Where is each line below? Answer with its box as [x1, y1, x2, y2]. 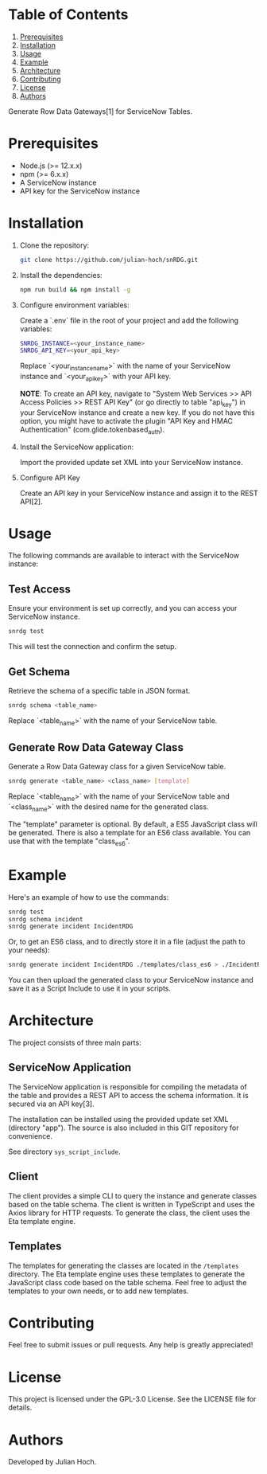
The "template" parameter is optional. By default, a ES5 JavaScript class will [8, 819, 258, 829]
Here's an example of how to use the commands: [8, 892, 169, 901]
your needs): [8, 945, 50, 955]
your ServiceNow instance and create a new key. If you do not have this [19, 408, 256, 417]
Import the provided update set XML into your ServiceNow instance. [19, 457, 244, 467]
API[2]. [19, 496, 43, 506]
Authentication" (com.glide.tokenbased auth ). [19, 424, 165, 436]
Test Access [8, 582, 72, 596]
